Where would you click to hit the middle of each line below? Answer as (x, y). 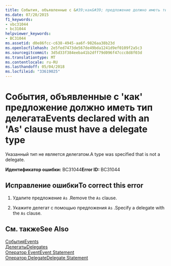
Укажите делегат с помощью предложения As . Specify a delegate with (88, 207)
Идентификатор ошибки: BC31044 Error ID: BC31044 (63, 169)
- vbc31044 (17, 24)
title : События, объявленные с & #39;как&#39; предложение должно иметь (83, 10)
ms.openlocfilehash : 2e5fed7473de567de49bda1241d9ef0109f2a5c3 (74, 48)
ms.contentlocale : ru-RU (32, 62)
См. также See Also (37, 229)
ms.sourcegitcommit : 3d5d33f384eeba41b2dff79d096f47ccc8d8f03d (74, 52)
